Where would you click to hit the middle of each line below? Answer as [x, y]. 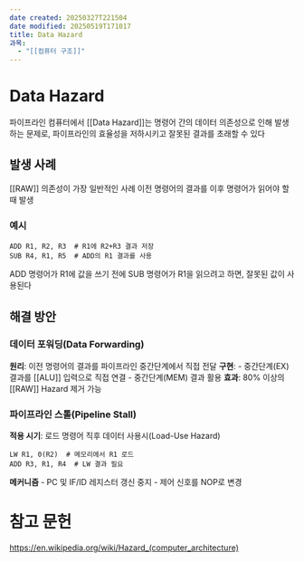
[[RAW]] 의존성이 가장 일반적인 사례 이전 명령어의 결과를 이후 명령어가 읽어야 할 [149, 188]
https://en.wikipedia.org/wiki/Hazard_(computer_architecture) [124, 548]
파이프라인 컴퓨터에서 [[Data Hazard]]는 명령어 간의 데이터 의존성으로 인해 [141, 122]
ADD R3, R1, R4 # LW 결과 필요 [66, 464]
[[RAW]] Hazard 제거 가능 [56, 388]
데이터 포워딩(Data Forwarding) [77, 345]
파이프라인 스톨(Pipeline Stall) [73, 414]
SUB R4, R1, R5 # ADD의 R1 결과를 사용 [81, 256]
